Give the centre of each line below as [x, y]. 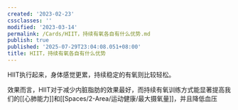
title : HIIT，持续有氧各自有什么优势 [57, 54]
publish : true [28, 40]
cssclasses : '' [30, 21]
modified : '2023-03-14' [43, 27]
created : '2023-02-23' [41, 14]
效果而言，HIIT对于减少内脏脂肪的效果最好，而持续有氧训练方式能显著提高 [116, 89]
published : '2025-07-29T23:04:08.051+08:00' [74, 47]
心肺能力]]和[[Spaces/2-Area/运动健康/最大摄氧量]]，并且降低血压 [121, 98]
